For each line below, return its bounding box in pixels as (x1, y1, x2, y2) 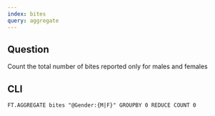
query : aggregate (7, 17, 59, 24)
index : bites (7, 10, 46, 18)
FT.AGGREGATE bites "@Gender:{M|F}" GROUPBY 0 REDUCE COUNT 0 (7, 102, 196, 109)
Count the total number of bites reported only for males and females (7, 62, 209, 71)
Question (7, 43, 49, 56)
